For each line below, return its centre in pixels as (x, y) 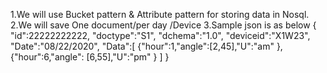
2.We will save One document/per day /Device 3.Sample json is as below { (163, 25)
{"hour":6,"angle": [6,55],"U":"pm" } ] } (90, 57)
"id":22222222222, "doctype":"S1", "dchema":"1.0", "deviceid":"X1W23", (160, 35)
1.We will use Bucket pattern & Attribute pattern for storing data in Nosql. (160, 14)
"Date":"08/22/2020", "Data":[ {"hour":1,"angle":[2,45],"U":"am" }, (146, 46)
